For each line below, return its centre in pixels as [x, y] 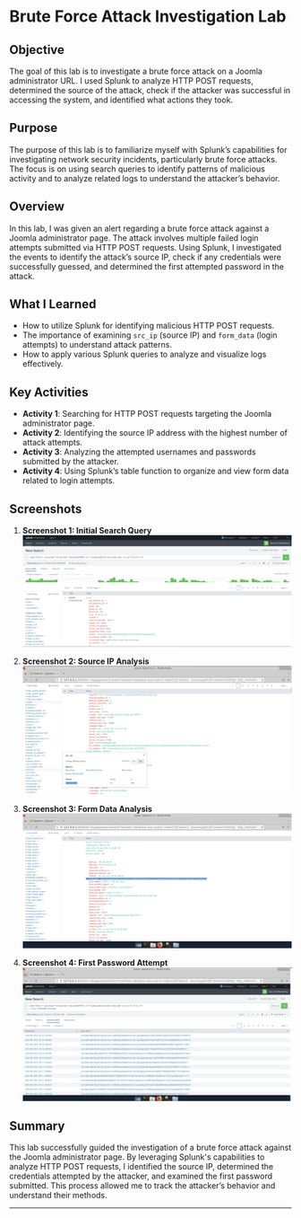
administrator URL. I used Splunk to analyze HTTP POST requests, [131, 81]
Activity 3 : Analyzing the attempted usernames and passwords [139, 452]
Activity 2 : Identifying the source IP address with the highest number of [155, 433]
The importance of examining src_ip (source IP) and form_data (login [150, 335]
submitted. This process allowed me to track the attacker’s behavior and [142, 1186]
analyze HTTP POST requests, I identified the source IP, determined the [142, 1167]
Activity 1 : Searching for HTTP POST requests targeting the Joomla [147, 414]
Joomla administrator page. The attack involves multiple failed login [134, 238]
